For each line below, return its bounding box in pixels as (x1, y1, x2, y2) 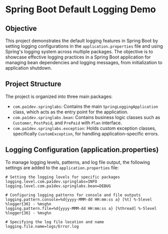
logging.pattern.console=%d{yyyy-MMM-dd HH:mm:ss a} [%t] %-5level (5, 197, 153, 202)
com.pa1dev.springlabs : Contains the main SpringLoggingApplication (12, 103, 158, 109)
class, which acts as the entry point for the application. (12, 109, 129, 115)
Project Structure (5, 80, 61, 88)
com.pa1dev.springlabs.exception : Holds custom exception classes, (12, 125, 156, 131)
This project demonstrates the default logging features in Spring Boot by (5, 37, 158, 44)
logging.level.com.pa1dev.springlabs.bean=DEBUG (5, 183, 111, 188)
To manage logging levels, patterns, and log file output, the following (5, 159, 150, 165)
